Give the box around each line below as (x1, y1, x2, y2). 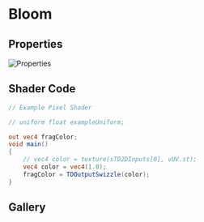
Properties (8, 37, 63, 51)
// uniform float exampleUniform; (8, 118, 125, 126)
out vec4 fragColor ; (8, 133, 79, 141)
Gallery (8, 200, 46, 215)
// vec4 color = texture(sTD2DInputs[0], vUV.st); (23, 156, 198, 164)
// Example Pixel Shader (8, 103, 92, 112)
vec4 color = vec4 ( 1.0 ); (23, 163, 107, 171)
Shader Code (8, 82, 76, 96)
